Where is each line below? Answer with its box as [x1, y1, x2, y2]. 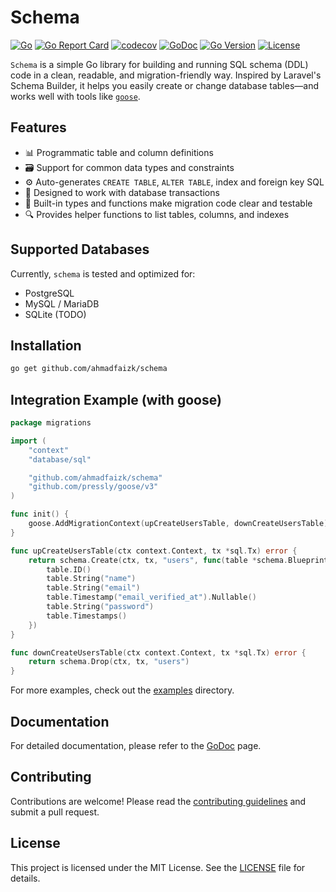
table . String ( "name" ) [46, 574, 137, 584]
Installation [10, 337, 82, 354]
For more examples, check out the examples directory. [10, 684, 235, 696]
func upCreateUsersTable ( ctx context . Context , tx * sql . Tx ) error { [10, 546, 298, 556]
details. [10, 872, 41, 884]
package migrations [10, 418, 92, 428]
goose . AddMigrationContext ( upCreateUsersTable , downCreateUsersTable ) [28, 519, 329, 529]
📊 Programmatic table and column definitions [24, 146, 214, 158]
